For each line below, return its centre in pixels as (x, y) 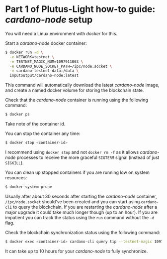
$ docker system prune (29, 187)
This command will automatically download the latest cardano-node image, (82, 85)
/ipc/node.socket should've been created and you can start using (73, 201)
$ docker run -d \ (24, 52)
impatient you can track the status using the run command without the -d (80, 217)
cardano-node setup (49, 20)
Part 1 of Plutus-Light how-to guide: (80, 9)
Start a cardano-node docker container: (46, 43)
